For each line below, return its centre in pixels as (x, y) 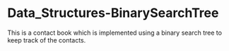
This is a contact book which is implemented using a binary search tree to (115, 33)
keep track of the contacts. (47, 40)
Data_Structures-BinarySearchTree (113, 13)
